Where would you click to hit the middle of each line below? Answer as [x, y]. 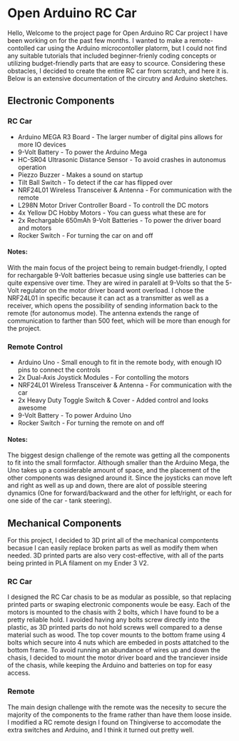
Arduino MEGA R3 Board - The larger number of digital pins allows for [120, 136]
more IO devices [42, 144]
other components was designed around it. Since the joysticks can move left [120, 478]
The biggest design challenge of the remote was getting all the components [119, 455]
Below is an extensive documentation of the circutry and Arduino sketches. [118, 78]
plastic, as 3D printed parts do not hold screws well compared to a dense [115, 627]
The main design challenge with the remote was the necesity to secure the [117, 707]
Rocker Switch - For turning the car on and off [85, 235]
